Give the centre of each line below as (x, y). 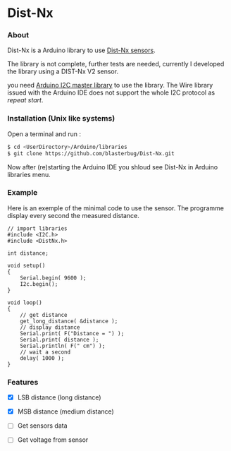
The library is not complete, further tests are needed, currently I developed (116, 64)
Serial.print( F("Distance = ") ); (72, 333)
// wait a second (45, 352)
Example (23, 193)
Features (23, 382)
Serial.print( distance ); (60, 339)
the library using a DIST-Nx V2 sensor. (63, 71)
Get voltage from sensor (53, 440)
